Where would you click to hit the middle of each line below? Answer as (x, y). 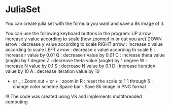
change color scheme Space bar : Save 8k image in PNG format (79, 86)
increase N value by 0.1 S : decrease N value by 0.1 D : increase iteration (80, 66)
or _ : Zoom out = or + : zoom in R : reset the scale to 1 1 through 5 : (83, 81)
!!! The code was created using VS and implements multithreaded (74, 96)
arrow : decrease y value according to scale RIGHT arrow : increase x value (84, 44)
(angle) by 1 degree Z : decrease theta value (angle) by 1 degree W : (76, 60)
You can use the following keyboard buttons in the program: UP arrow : (79, 33)
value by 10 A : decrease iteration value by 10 (53, 71)
